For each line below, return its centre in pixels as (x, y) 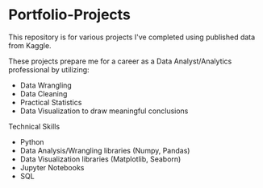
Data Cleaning (44, 93)
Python (32, 141)
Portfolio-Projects (70, 15)
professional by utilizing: (49, 69)
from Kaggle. (30, 45)
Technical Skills (34, 126)
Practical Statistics (51, 102)
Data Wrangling (46, 85)
